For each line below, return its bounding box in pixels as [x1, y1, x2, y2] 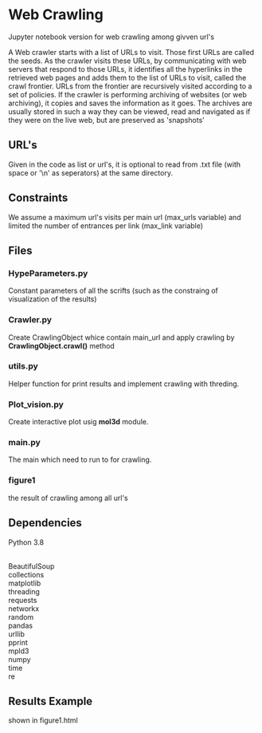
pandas [8, 621, 33, 630]
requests [8, 595, 37, 605]
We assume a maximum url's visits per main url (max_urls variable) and [8, 212, 241, 222]
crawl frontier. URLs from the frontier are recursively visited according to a [8, 81, 252, 91]
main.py [8, 437, 41, 448]
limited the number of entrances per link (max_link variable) [8, 221, 204, 231]
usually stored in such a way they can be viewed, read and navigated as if [8, 106, 251, 116]
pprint [8, 637, 28, 647]
